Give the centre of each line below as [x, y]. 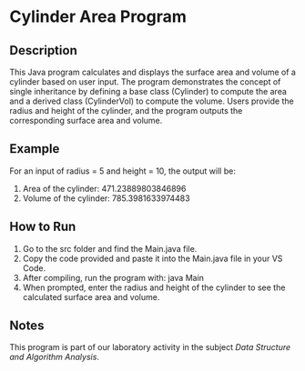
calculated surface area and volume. [91, 296]
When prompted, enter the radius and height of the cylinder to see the [154, 287]
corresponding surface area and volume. [86, 120]
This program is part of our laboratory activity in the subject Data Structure [150, 347]
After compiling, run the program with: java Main [113, 277]
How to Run [43, 227]
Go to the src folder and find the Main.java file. [110, 248]
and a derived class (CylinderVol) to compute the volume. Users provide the [152, 101]
